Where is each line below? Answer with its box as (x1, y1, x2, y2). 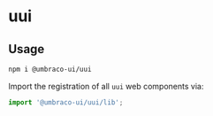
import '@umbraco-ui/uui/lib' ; (8, 97, 124, 107)
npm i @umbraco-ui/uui (8, 65, 92, 73)
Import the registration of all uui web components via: (8, 81, 204, 91)
